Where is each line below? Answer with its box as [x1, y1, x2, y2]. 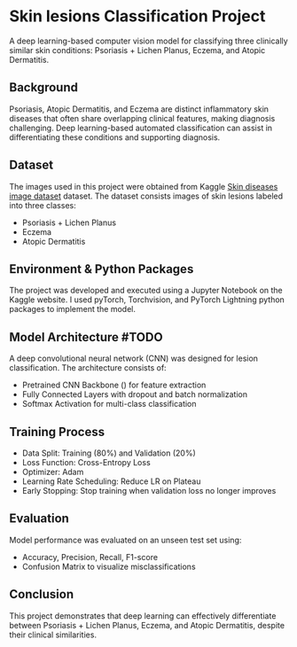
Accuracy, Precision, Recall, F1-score [21, 551, 158, 562]
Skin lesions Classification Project [9, 6, 266, 27]
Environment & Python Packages [9, 261, 194, 277]
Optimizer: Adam [21, 467, 84, 477]
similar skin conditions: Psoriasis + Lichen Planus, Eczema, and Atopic [9, 44, 266, 55]
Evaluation [9, 511, 69, 526]
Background [9, 80, 78, 95]
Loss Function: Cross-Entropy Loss [21, 457, 151, 467]
